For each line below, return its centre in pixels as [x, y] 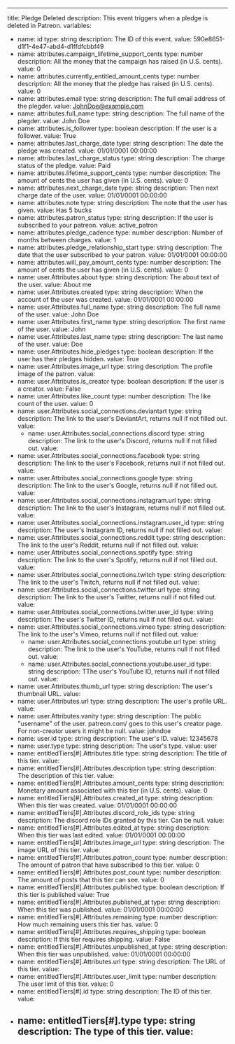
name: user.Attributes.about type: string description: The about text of [118, 277]
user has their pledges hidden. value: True [78, 359]
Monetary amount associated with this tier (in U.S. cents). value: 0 [112, 791]
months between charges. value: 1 [67, 240]
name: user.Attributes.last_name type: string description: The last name [120, 336]
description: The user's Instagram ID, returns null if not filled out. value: [120, 530]
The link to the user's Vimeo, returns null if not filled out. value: [108, 634]
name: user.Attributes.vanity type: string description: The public [109, 716]
